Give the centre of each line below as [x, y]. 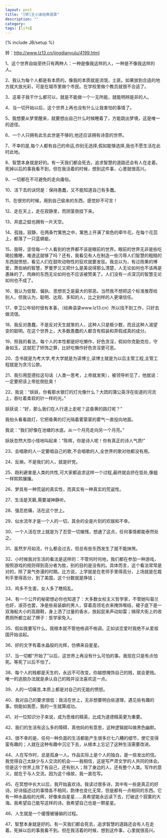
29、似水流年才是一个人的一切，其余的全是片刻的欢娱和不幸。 [69, 521]
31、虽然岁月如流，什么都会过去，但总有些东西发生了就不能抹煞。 [73, 549]
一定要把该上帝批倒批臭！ [31, 382]
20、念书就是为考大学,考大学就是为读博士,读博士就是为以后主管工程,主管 [80, 358]
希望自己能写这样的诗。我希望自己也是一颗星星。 [68, 803]
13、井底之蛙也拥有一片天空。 [36, 222]
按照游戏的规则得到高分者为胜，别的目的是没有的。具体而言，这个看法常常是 [83, 565]
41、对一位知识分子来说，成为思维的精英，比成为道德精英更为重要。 [75, 717]
